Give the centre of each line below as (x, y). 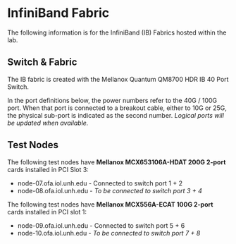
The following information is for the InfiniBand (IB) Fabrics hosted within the (117, 32)
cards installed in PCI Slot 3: (48, 169)
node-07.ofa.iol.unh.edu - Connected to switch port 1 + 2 (100, 183)
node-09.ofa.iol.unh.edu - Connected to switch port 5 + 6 (101, 225)
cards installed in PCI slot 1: (47, 212)
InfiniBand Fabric (58, 13)
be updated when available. (48, 123)
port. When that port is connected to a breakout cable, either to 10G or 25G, (117, 108)
